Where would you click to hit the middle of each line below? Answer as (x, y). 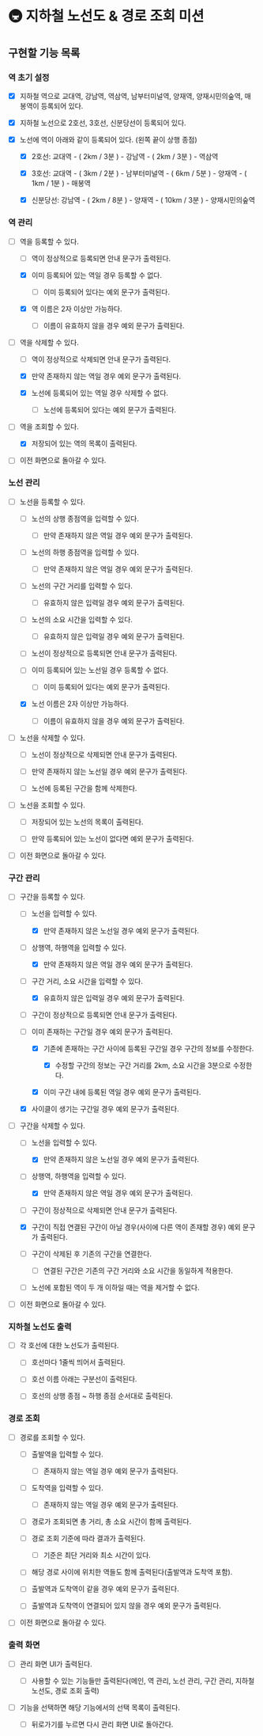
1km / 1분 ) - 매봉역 (61, 184)
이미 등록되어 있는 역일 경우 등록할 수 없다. (97, 275)
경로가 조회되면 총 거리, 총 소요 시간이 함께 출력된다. (111, 1521)
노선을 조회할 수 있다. (52, 805)
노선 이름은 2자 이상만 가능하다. (80, 704)
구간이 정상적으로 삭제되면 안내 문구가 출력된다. (104, 1210)
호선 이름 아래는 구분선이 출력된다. (84, 1379)
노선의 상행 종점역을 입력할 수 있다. (85, 519)
